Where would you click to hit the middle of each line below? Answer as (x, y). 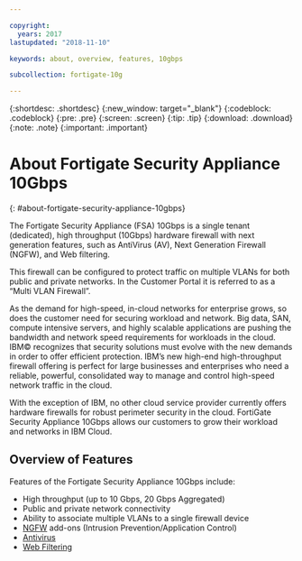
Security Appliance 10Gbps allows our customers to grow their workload (143, 422)
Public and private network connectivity (96, 508)
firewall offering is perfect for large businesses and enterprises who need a (149, 366)
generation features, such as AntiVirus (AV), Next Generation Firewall (137, 245)
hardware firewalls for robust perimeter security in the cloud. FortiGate (141, 412)
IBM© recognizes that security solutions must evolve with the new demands (151, 347)
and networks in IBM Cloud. (61, 432)
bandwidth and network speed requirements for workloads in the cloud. (143, 337)
